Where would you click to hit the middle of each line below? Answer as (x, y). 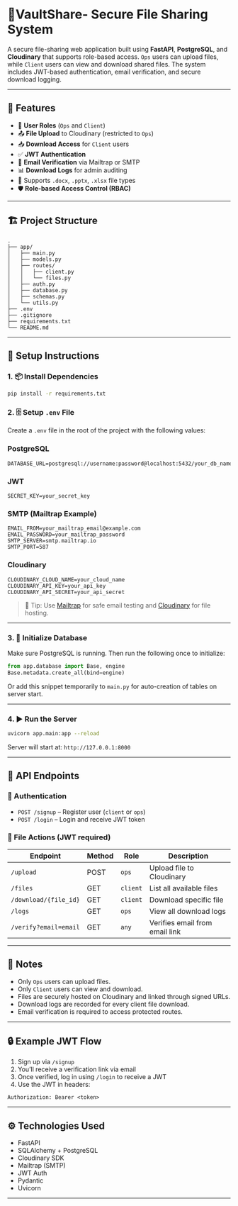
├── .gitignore (30, 315)
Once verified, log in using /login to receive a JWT (92, 1077)
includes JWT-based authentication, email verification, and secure (104, 72)
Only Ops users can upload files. (64, 981)
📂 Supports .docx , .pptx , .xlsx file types (76, 180)
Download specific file (186, 900)
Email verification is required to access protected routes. (100, 1011)
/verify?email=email (45, 927)
